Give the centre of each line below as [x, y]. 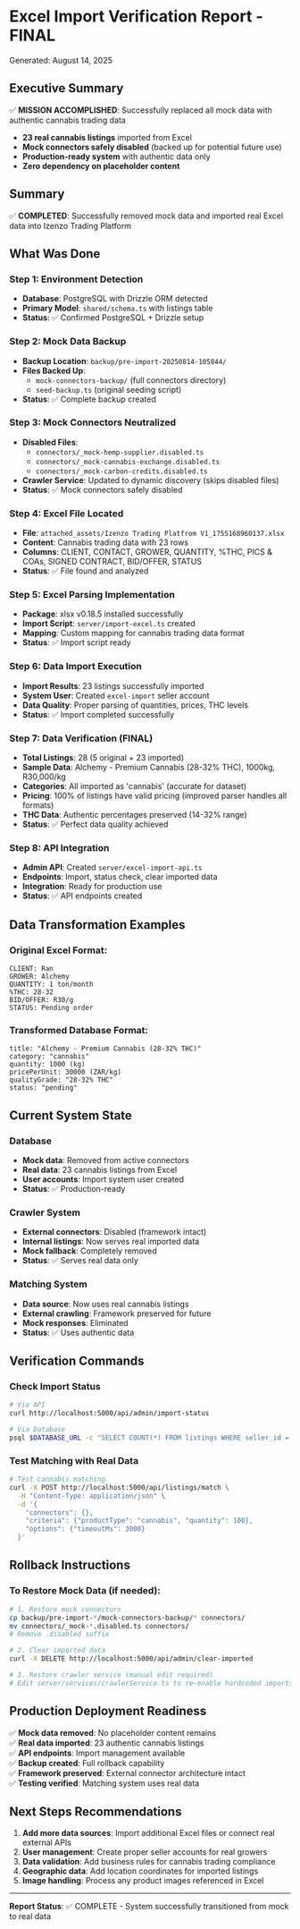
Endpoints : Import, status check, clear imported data [120, 877]
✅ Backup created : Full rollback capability [87, 1763]
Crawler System [45, 1212]
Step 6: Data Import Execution [76, 667]
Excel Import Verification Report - [136, 17]
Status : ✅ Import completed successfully [98, 714]
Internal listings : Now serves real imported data [111, 1242]
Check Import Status [55, 1386]
